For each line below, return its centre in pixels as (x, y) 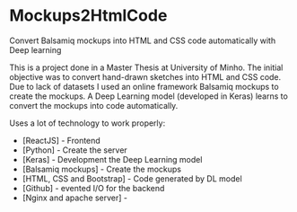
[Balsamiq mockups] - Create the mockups (102, 169)
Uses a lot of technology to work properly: (87, 123)
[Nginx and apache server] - (75, 198)
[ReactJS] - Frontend (61, 140)
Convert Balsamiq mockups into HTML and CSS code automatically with (143, 40)
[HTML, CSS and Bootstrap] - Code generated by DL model (132, 178)
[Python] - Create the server (74, 150)
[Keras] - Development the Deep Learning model (112, 159)
